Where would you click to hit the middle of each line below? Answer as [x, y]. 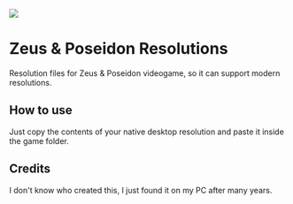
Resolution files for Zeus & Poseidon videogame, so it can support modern [145, 73]
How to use [41, 110]
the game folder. [39, 140]
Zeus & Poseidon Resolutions [119, 49]
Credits [30, 169]
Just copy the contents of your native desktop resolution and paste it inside [147, 132]
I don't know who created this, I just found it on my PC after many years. [141, 190]
